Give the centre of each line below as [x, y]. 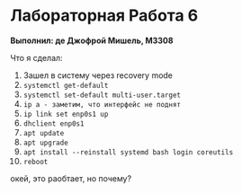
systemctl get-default [66, 85]
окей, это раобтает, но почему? [71, 178]
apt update [44, 133]
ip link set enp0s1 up [66, 114]
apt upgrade [45, 143]
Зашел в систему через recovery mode [98, 75]
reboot [36, 162]
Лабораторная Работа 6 [104, 16]
